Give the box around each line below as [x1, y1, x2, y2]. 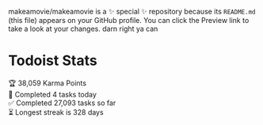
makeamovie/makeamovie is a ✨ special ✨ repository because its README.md [8, 7, 256, 16]
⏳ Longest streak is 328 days [8, 107, 105, 117]
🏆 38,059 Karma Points [8, 78, 87, 88]
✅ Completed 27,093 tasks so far [8, 98, 116, 108]
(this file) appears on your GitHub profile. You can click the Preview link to [8, 16, 250, 25]
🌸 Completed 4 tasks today [8, 89, 97, 99]
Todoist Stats [8, 51, 97, 70]
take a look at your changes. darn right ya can [8, 24, 158, 33]
